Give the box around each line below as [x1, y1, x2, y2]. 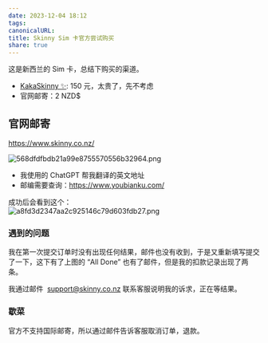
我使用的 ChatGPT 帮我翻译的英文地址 [19, 170, 145, 179]
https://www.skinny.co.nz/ [8, 138, 95, 148]
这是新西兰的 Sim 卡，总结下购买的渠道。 [8, 65, 144, 74]
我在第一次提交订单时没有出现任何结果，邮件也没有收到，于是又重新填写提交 [8, 247, 260, 257]
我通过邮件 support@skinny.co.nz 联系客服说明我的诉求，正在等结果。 [8, 284, 242, 294]
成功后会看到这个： [8, 197, 72, 207]
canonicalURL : [8, 26, 56, 34]
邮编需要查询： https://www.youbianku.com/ [19, 180, 165, 190]
